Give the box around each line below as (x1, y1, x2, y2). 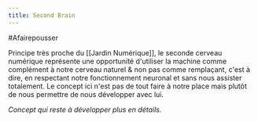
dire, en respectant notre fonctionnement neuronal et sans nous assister (8, 73, 242, 82)
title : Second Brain (8, 11, 76, 20)
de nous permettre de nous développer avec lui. (8, 89, 164, 99)
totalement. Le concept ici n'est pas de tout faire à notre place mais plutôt (8, 81, 248, 91)
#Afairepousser (8, 33, 59, 42)
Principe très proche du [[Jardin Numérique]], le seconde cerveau (8, 48, 223, 57)
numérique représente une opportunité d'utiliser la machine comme (8, 56, 227, 66)
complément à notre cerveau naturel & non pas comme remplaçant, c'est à (8, 64, 250, 74)
